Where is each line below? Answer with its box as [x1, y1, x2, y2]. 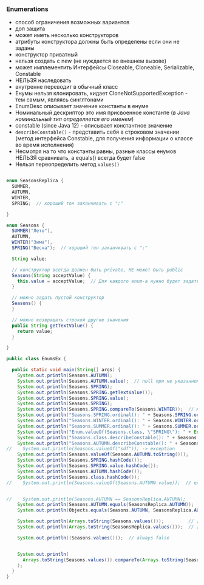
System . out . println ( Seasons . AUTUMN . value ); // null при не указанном [17, 378, 200, 384]
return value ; [17, 328, 53, 334]
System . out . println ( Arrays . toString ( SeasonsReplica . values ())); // [17, 524, 194, 530]
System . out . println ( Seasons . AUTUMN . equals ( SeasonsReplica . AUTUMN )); [17, 502, 194, 508]
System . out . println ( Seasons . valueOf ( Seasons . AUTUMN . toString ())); [17, 451, 189, 457]
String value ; [12, 256, 47, 262]
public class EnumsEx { [6, 356, 67, 362]
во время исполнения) [15, 142, 74, 149]
